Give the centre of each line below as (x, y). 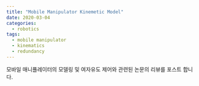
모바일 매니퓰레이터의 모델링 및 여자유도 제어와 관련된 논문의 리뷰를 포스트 (94, 69)
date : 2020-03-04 (28, 18)
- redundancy (28, 51)
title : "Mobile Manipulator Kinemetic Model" (65, 12)
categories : (21, 23)
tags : (13, 35)
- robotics (26, 29)
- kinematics (28, 46)
